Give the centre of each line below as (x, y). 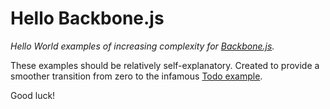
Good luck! (33, 95)
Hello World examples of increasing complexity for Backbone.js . (142, 46)
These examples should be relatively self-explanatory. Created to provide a (165, 65)
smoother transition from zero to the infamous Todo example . (136, 76)
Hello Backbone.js (87, 18)
